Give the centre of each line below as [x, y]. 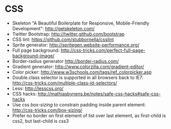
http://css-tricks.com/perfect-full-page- [103, 50]
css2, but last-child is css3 [40, 121]
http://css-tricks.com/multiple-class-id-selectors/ [65, 83]
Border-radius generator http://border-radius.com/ [65, 61]
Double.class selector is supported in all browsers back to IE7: [78, 77]
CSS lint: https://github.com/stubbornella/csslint [63, 39]
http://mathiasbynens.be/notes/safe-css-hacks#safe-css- [99, 94]
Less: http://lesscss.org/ [38, 88]
